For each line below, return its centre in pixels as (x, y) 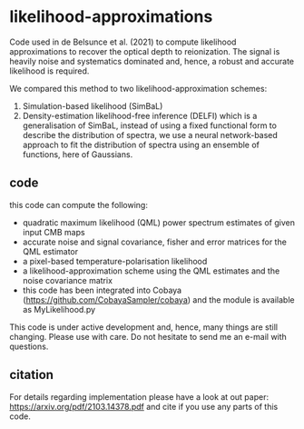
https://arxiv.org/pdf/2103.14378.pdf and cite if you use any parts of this (144, 406)
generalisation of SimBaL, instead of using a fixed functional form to (149, 125)
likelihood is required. (49, 71)
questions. (29, 346)
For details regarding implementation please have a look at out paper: (139, 396)
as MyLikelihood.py (59, 309)
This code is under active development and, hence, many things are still (144, 327)
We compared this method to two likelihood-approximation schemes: (138, 88)
